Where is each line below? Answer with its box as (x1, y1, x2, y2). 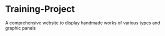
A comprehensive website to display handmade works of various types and (5, 20, 160, 26)
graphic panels (5, 25, 36, 31)
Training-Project (5, 3, 75, 15)
